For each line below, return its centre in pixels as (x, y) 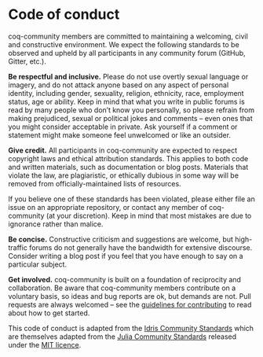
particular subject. (38, 264)
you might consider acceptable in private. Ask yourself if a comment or (123, 127)
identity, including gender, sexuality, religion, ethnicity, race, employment (126, 93)
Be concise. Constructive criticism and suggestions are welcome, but (121, 239)
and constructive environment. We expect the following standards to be (124, 44)
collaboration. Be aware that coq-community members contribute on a (122, 288)
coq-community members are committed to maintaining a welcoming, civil (128, 36)
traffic (18, 247)
